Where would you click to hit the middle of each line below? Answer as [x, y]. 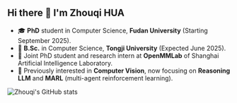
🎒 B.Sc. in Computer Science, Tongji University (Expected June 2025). [122, 48]
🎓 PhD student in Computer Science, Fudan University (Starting [113, 30]
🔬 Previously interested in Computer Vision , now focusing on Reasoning [124, 71]
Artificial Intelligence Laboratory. [65, 63]
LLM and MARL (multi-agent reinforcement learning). [95, 78]
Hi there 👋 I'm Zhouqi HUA [66, 13]
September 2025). [44, 40]
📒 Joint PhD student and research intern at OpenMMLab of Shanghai [118, 55]
